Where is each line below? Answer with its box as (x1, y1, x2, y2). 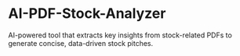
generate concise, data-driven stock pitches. (8, 38, 154, 47)
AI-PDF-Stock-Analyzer (8, 5, 166, 23)
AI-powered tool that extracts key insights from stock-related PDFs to (8, 30, 233, 40)
